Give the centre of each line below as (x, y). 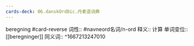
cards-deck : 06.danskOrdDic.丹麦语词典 (53, 11)
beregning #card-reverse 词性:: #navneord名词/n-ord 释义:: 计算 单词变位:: (97, 29)
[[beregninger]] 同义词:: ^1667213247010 (55, 37)
